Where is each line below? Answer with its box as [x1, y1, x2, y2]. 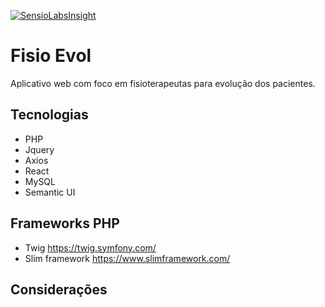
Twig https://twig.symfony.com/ [24, 241, 157, 254]
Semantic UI [24, 186, 76, 198]
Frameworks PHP [10, 215, 120, 232]
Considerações [10, 281, 108, 298]
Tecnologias [10, 106, 89, 124]
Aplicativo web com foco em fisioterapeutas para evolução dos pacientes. [10, 77, 316, 89]
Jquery [24, 143, 55, 155]
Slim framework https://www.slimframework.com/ [24, 252, 231, 264]
